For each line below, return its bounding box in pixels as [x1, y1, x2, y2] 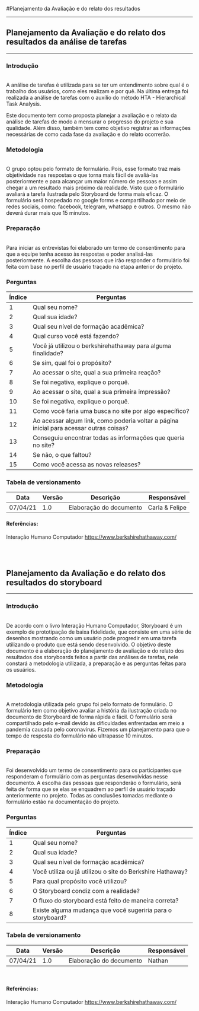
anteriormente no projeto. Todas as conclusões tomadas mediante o [6, 792, 173, 799]
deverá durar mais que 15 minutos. [6, 209, 91, 217]
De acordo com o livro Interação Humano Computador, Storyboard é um [6, 622, 182, 629]
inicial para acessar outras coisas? [32, 424, 129, 432]
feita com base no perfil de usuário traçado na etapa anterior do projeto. [6, 263, 183, 270]
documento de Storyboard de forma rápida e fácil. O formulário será [6, 713, 173, 720]
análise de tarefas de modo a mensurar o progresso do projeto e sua [6, 118, 174, 125]
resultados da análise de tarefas [6, 37, 127, 47]
